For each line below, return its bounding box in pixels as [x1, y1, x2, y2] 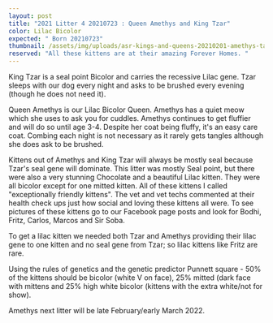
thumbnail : [8, 42, 45, 50]
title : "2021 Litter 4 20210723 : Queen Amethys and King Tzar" [8, 19, 231, 28]
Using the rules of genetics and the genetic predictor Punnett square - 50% [8, 265, 262, 273]
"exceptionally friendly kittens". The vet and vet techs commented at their [8, 190, 255, 199]
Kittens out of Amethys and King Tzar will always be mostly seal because [8, 155, 253, 165]
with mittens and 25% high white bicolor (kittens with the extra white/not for [8, 282, 263, 291]
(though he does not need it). [8, 89, 106, 98]
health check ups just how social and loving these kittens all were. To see [8, 198, 254, 208]
